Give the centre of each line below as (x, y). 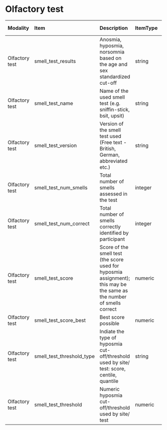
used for (109, 265)
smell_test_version (55, 145)
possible (109, 323)
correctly (110, 227)
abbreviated (113, 161)
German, (110, 155)
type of (108, 337)
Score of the (114, 247)
